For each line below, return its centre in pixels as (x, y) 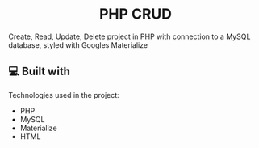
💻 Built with (40, 72)
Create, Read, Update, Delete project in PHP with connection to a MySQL (129, 36)
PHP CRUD (136, 14)
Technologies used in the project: (64, 95)
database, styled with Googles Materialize (78, 44)
